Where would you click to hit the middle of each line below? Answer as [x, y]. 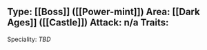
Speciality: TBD [29, 39]
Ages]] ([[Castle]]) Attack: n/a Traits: [88, 23]
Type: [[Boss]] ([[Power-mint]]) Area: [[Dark [103, 12]
